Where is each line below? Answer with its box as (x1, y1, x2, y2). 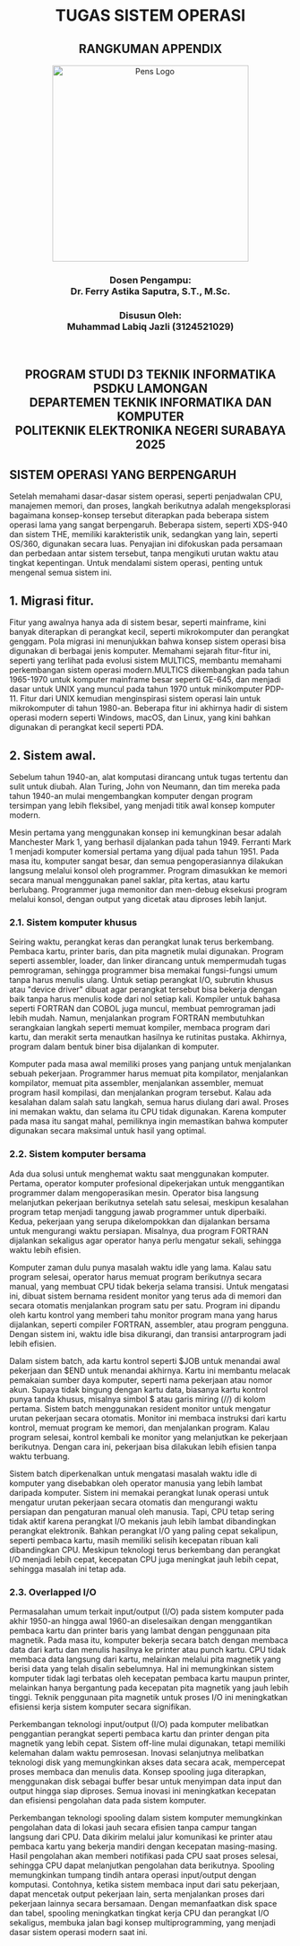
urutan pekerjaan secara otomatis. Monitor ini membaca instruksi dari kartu (9, 1412, 287, 1423)
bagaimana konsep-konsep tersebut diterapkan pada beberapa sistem (9, 510, 270, 521)
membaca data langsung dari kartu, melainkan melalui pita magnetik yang (9, 1654, 282, 1664)
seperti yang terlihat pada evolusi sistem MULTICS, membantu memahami (9, 656, 282, 666)
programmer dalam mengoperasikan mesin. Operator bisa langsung (9, 1187, 260, 1198)
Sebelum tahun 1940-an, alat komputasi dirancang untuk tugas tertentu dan (9, 772, 288, 783)
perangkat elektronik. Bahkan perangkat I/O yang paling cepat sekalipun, (9, 1525, 279, 1536)
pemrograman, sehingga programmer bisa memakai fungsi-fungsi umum (9, 965, 278, 976)
